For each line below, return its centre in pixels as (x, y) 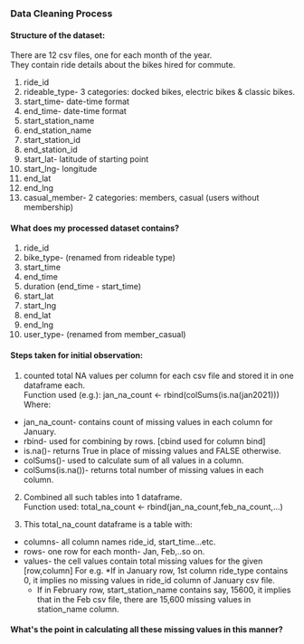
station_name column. (78, 609)
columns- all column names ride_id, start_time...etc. (119, 542)
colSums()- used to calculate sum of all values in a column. (133, 460)
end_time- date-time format (75, 111)
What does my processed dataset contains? (95, 228)
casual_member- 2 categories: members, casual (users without (141, 198)
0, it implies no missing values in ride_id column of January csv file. (149, 580)
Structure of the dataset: (58, 35)
